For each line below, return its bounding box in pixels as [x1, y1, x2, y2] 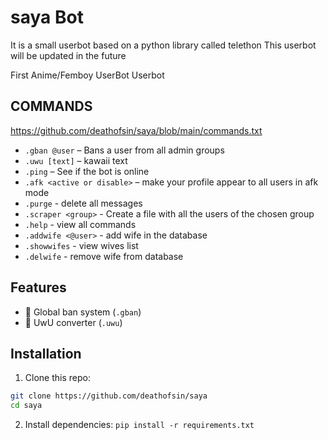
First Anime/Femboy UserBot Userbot [10, 69, 165, 81]
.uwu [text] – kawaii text [24, 154, 128, 166]
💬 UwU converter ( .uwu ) [24, 316, 123, 328]
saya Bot [10, 6, 84, 29]
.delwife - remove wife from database [24, 250, 184, 262]
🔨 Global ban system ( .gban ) [24, 306, 142, 318]
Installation [10, 345, 82, 362]
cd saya [10, 401, 43, 411]
